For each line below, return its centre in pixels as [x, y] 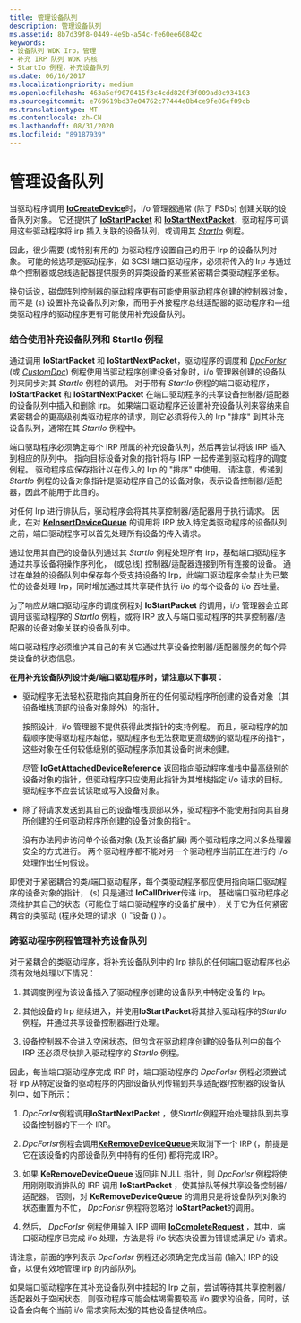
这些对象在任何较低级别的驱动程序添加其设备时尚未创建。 [128, 749]
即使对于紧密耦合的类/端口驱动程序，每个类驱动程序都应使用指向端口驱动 [144, 882]
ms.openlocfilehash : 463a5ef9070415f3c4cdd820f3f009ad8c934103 [130, 93]
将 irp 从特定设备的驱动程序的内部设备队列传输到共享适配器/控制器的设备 [143, 1083]
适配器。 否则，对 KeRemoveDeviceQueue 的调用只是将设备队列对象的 [154, 1196]
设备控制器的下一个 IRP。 [69, 1125]
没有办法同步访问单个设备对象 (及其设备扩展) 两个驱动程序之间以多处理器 [157, 840]
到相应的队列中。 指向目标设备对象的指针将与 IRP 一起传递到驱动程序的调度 [148, 458]
